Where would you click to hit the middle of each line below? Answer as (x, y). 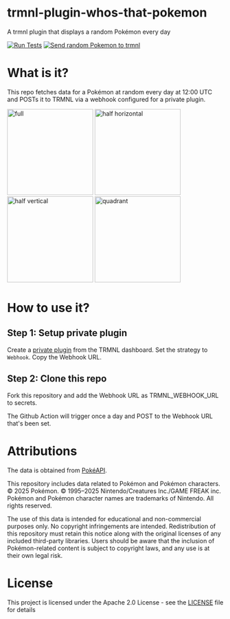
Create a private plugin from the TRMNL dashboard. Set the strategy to (107, 350)
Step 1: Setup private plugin (67, 333)
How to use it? (48, 308)
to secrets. (22, 402)
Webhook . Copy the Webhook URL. (54, 357)
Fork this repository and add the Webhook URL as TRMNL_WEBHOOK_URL (113, 395)
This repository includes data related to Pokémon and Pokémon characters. (114, 483)
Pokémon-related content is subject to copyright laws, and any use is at (108, 548)
